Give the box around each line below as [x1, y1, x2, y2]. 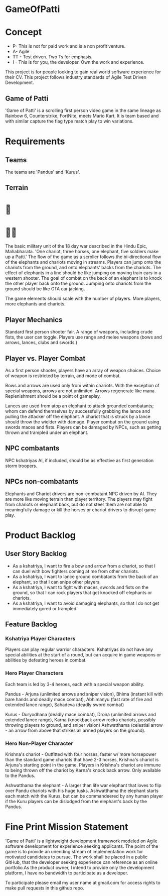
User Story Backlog [5, 549, 67, 558]
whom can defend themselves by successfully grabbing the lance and [5, 408, 150, 414]
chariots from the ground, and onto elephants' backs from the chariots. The [5, 265, 161, 271]
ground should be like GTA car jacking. [5, 286, 85, 292]
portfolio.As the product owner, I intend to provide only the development [5, 864, 154, 870]
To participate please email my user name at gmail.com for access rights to [5, 879, 160, 885]
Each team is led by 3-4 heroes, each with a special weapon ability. [5, 681, 144, 687]
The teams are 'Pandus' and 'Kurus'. [5, 169, 80, 175]
